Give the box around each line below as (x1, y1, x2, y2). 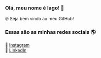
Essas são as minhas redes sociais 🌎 (5, 29, 96, 36)
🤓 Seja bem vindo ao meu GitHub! (5, 16, 74, 22)
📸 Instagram (5, 42, 30, 48)
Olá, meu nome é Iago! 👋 (5, 4, 65, 11)
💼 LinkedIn (5, 47, 27, 53)
